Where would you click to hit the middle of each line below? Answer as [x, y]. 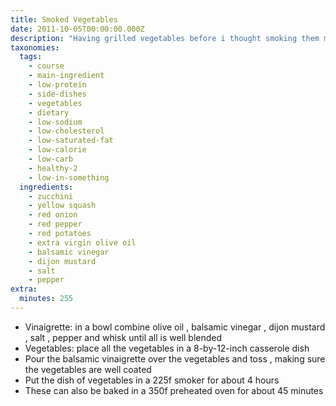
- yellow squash [62, 206]
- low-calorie [57, 150]
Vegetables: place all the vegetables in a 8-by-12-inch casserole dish [167, 348]
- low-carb [51, 159]
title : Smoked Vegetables [64, 19]
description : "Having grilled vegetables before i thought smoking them [165, 38]
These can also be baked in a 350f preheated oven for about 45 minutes [174, 390]
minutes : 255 [46, 299]
